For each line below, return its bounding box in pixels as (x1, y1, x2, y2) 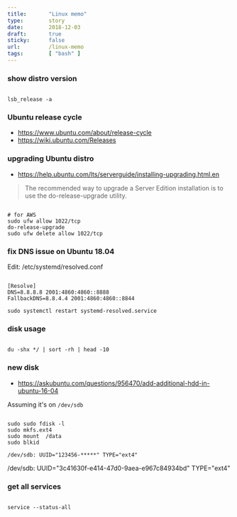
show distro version (7, 73, 77, 83)
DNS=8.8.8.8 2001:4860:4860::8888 (7, 289, 110, 296)
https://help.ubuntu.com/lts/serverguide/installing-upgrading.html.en (17, 170, 220, 178)
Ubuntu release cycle (7, 112, 83, 122)
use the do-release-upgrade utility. (24, 191, 128, 200)
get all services (7, 481, 62, 491)
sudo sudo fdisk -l (7, 420, 65, 427)
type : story (7, 17, 65, 24)
